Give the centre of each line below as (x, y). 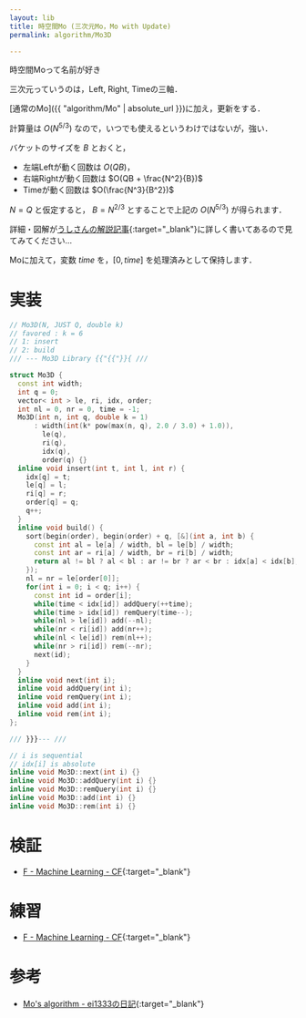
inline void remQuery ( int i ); (75, 697)
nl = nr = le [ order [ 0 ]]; (73, 579)
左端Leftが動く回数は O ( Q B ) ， (78, 167)
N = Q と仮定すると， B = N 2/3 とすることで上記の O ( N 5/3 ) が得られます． (148, 209)
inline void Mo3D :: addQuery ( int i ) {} (83, 781)
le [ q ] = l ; (46, 485)
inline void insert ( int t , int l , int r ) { (102, 468)
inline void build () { (61, 528)
